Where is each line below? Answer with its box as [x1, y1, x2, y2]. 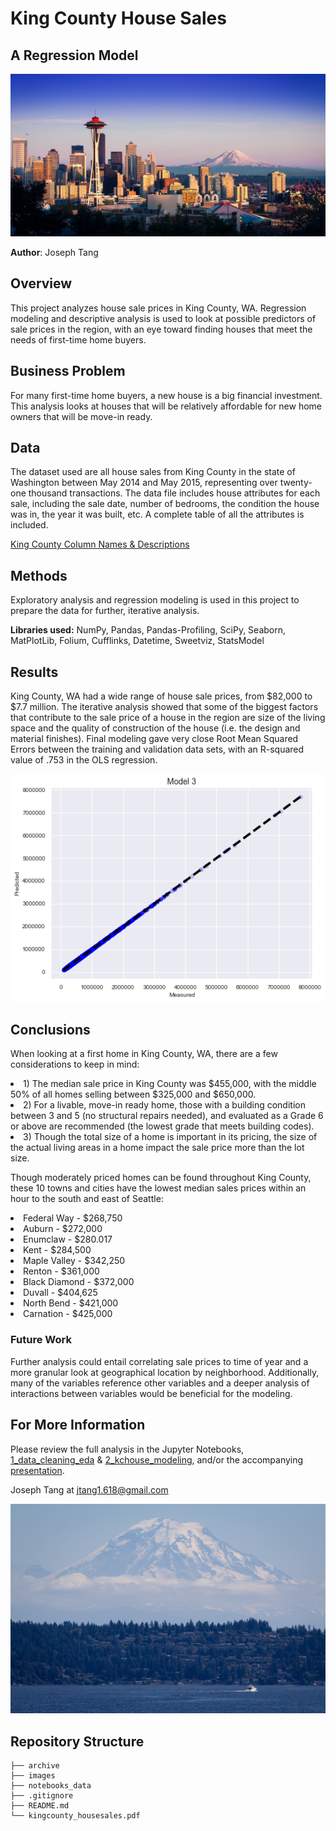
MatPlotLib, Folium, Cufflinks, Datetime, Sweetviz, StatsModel [10, 635, 265, 647]
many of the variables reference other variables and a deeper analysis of [10, 1377, 310, 1389]
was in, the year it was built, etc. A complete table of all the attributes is [10, 508, 305, 521]
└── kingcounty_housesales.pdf [10, 1811, 141, 1821]
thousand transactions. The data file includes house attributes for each [28, 487, 321, 499]
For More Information [10, 1417, 146, 1434]
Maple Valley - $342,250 [23, 1255, 126, 1267]
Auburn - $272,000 [23, 1223, 103, 1235]
